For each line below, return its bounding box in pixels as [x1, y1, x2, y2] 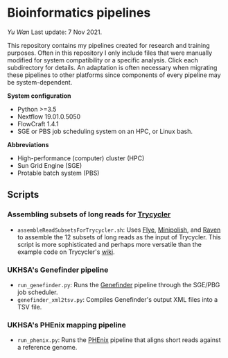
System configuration [7, 92, 71, 100]
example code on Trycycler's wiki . [17, 248, 116, 256]
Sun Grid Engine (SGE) [17, 161, 82, 169]
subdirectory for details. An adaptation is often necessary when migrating [7, 63, 218, 71]
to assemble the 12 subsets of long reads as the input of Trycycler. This [17, 232, 221, 241]
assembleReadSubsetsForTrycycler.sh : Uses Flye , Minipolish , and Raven [17, 225, 221, 234]
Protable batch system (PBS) [17, 169, 100, 177]
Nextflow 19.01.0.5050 [17, 112, 81, 121]
